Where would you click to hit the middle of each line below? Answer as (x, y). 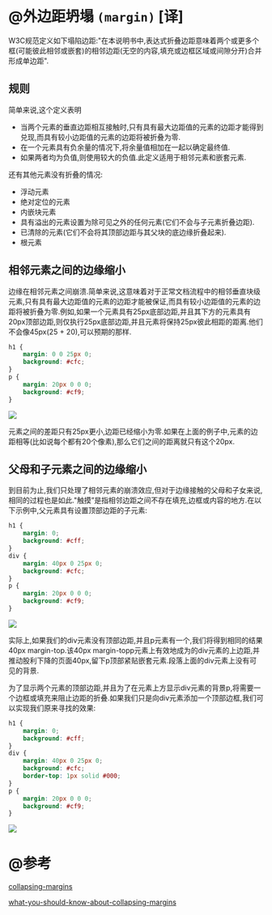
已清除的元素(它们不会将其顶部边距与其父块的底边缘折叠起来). (123, 232)
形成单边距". (29, 61)
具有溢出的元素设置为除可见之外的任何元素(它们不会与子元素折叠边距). (137, 222)
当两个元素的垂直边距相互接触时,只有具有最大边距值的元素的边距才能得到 (142, 127)
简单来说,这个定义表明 (45, 109)
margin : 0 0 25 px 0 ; (57, 354)
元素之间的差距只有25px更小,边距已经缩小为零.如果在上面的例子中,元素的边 (133, 431)
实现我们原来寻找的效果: (55, 708)
